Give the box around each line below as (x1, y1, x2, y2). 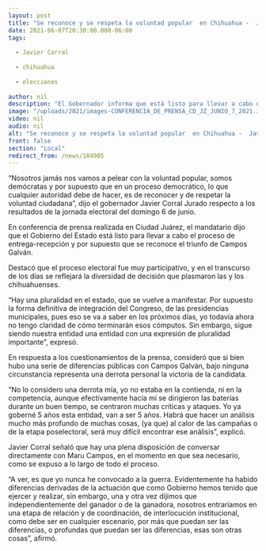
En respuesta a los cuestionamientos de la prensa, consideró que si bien (8, 353, 245, 362)
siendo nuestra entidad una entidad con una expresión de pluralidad (8, 329, 231, 339)
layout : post (8, 11, 51, 20)
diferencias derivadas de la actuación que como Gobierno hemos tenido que (8, 483, 258, 492)
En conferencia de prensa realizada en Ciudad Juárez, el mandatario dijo (8, 223, 245, 232)
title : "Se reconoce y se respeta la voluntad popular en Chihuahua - (8, 19, 249, 27)
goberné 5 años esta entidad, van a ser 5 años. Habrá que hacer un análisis (8, 410, 255, 420)
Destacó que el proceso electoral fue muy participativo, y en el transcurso (8, 263, 251, 273)
